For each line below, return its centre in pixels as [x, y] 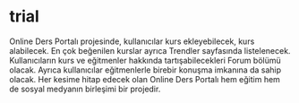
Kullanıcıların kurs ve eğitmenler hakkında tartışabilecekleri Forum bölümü [145, 60]
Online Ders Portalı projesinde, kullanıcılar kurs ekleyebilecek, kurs [132, 41]
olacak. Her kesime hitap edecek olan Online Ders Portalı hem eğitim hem [145, 79]
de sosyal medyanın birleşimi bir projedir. [85, 89]
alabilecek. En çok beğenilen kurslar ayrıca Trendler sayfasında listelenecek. [150, 50]
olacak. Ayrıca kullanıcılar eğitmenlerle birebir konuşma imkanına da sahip [145, 70]
